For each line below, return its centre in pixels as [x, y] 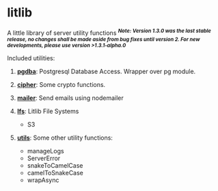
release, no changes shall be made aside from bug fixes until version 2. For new [104, 39]
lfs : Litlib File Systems [48, 111]
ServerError [44, 158]
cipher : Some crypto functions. [61, 84]
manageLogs [45, 151]
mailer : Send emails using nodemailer [70, 98]
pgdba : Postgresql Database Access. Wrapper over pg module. [106, 71]
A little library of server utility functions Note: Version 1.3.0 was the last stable [109, 32]
